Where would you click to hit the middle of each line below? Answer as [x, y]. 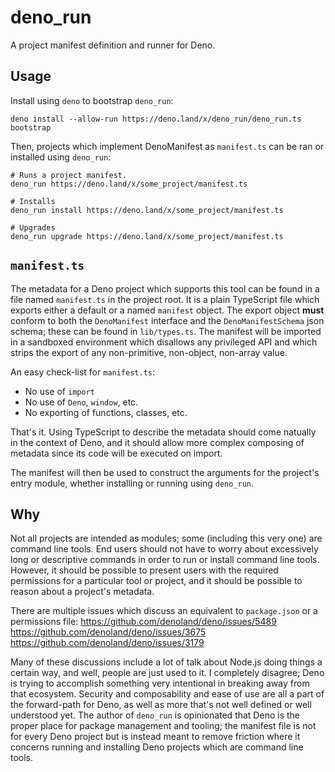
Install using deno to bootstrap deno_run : [92, 100]
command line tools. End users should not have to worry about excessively [164, 549]
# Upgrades [33, 227]
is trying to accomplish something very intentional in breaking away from [160, 683]
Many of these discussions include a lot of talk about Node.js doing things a [166, 662]
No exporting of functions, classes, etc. [106, 412]
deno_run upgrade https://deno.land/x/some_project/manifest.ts [147, 236]
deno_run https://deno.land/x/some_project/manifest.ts [129, 184]
